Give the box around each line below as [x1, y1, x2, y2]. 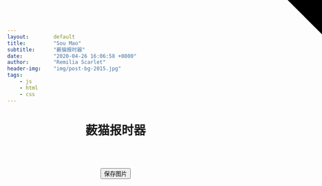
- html [19, 84, 39, 91]
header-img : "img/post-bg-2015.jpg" [7, 65, 122, 72]
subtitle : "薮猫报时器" [7, 46, 86, 53]
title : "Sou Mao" [7, 40, 81, 47]
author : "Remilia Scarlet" [7, 59, 107, 66]
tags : [7, 72, 23, 79]
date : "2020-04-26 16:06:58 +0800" [7, 52, 137, 60]
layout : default [7, 33, 76, 40]
